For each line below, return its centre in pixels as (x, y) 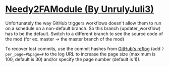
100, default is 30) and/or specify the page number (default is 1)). (73, 59)
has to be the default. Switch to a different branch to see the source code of (84, 33)
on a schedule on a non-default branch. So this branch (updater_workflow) (83, 28)
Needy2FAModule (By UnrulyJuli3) (80, 9)
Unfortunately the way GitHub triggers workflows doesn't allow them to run (83, 23)
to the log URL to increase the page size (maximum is (100, 54)
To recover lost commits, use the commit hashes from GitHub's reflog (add (83, 48)
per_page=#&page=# (24, 54)
